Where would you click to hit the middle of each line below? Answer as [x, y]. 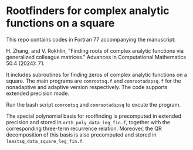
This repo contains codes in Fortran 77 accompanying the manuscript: [91, 39]
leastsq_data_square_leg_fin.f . [45, 141]
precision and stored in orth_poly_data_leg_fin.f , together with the [88, 122]
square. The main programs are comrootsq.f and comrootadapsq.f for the [94, 81]
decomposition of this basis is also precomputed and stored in [81, 134]
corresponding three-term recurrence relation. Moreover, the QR [84, 128]
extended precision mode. [38, 93]
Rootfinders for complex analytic [88, 11]
